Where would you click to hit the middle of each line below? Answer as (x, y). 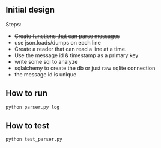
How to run (27, 94)
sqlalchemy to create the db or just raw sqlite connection (85, 68)
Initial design (30, 10)
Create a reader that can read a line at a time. (70, 49)
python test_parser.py (34, 140)
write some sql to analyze (46, 61)
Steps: (14, 24)
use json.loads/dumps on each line (58, 42)
